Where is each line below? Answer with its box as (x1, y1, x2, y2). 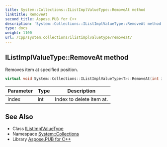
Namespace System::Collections (12, 131, 80, 137)
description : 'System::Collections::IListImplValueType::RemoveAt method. (5, 21, 164, 26)
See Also (5, 112, 33, 121)
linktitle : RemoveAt (5, 12, 48, 17)
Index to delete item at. (54, 95, 108, 102)
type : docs (5, 26, 28, 31)
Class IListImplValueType (12, 126, 64, 132)
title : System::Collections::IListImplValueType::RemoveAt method (5, 7, 146, 12)
